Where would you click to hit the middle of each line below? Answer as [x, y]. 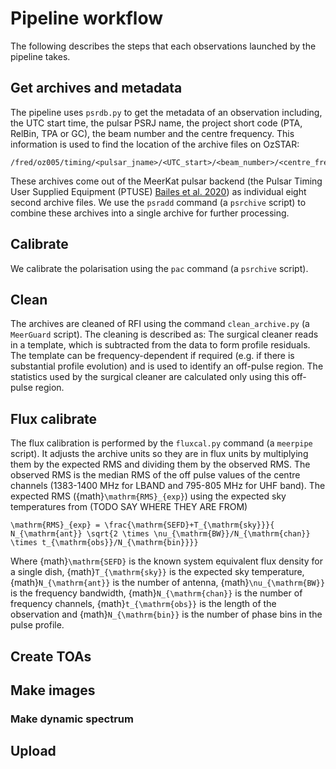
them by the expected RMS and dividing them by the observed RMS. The [160, 464]
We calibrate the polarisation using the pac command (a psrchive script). [159, 268]
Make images [53, 690]
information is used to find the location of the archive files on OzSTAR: [155, 144]
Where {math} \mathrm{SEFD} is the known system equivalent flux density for [166, 561]
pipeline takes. [40, 56]
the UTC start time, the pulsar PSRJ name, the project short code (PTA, [156, 123]
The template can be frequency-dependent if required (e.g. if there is [152, 356]
